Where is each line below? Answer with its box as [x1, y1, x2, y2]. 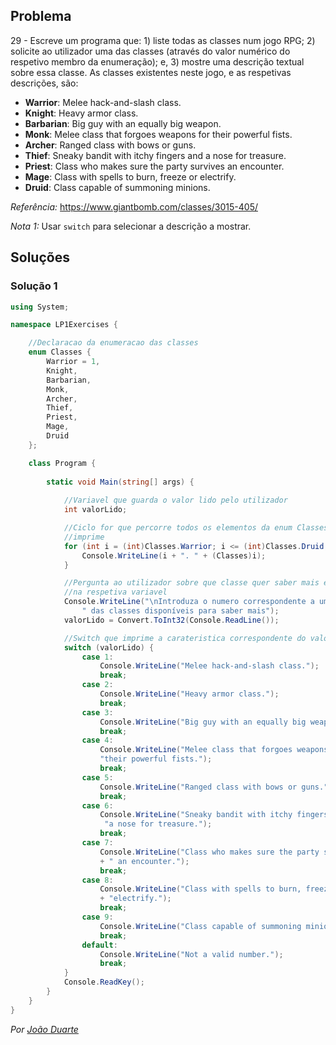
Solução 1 [10, 279, 58, 293]
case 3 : [81, 707, 114, 718]
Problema [10, 8, 72, 25]
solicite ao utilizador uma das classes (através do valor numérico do [10, 45, 291, 57]
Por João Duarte [10, 1023, 79, 1035]
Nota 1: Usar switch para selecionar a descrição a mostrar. [10, 220, 252, 232]
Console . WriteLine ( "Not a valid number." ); [99, 949, 284, 959]
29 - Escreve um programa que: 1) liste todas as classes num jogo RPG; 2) [10, 34, 316, 46]
